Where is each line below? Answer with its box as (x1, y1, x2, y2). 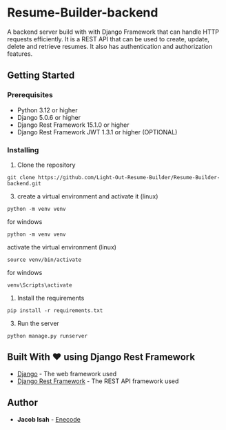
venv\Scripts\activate (7, 281, 72, 289)
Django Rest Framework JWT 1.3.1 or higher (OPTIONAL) (17, 127, 178, 136)
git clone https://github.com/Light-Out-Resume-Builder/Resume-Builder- (7, 174, 220, 181)
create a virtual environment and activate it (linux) (17, 192, 158, 201)
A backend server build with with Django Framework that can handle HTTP (7, 28, 219, 36)
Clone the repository (17, 161, 76, 169)
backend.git (7, 180, 41, 187)
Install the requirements (17, 294, 85, 302)
